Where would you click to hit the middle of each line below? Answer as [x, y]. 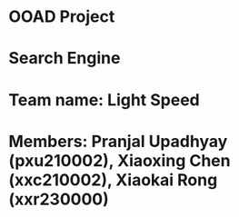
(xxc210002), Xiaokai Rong [113, 180]
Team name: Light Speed [105, 99]
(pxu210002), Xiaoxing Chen [119, 160]
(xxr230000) [59, 199]
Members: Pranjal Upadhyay [118, 141]
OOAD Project [62, 17]
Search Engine [65, 59]
